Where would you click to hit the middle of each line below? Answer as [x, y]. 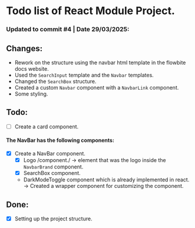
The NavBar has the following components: [60, 140]
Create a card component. [47, 126]
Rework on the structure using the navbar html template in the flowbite [100, 62]
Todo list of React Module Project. [91, 11]
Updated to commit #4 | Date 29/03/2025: [68, 29]
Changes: [24, 48]
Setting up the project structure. [53, 219]
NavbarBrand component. [53, 167]
